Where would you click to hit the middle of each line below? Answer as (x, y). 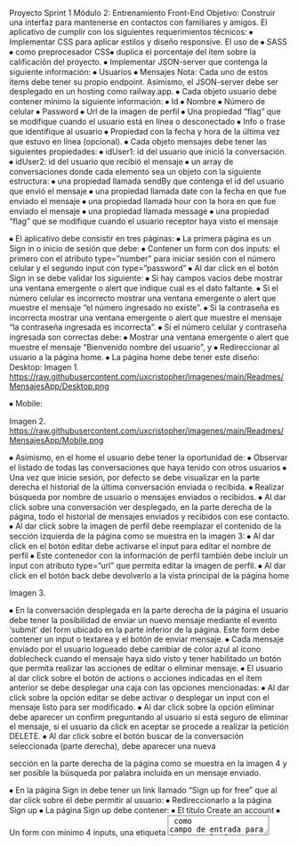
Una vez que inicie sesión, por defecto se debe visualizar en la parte (135, 477)
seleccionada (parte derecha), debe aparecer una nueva (113, 746)
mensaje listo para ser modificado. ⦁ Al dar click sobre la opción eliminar (142, 707)
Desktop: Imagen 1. (44, 367)
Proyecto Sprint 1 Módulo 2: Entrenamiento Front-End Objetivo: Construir (142, 13)
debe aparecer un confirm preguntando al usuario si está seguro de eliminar (149, 717)
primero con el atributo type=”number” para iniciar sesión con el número (142, 259)
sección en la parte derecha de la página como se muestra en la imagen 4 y (148, 763)
